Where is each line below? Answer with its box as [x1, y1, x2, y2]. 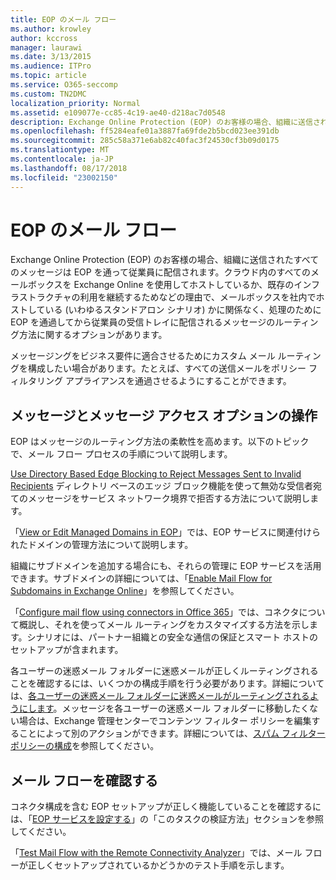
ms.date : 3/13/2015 [10, 52, 92, 62]
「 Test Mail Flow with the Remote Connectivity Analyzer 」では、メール [10, 847, 303, 859]
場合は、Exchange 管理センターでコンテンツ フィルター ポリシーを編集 [18, 715, 312, 727]
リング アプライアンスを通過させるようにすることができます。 [36, 375, 292, 387]
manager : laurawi [10, 42, 83, 53]
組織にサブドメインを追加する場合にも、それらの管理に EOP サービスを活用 [10, 560, 322, 572]
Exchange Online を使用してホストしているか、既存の [73, 279, 295, 291]
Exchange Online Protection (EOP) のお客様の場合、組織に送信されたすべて [10, 254, 320, 266]
